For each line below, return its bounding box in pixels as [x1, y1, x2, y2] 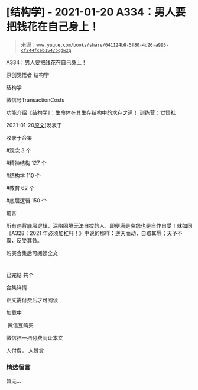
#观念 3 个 [6, 146, 31, 154]
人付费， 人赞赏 [6, 347, 44, 354]
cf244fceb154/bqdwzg [20, 47, 72, 53]
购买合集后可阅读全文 [6, 249, 58, 256]
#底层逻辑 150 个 [6, 196, 47, 204]
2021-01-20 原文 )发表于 [6, 121, 63, 128]
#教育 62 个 [6, 184, 34, 191]
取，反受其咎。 [6, 237, 43, 244]
